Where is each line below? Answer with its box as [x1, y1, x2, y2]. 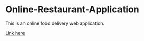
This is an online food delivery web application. [5, 20, 105, 26]
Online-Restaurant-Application [5, 4, 139, 15]
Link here [5, 30, 25, 36]
